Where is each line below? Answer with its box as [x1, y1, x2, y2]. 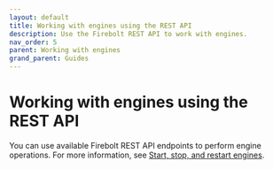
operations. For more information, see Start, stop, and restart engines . [9, 150, 265, 160]
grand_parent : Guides [9, 54, 90, 63]
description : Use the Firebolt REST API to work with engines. [9, 29, 248, 38]
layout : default [9, 12, 69, 22]
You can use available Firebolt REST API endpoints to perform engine [9, 140, 261, 150]
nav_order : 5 [9, 37, 58, 47]
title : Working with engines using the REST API [9, 21, 192, 30]
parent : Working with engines [9, 46, 121, 55]
